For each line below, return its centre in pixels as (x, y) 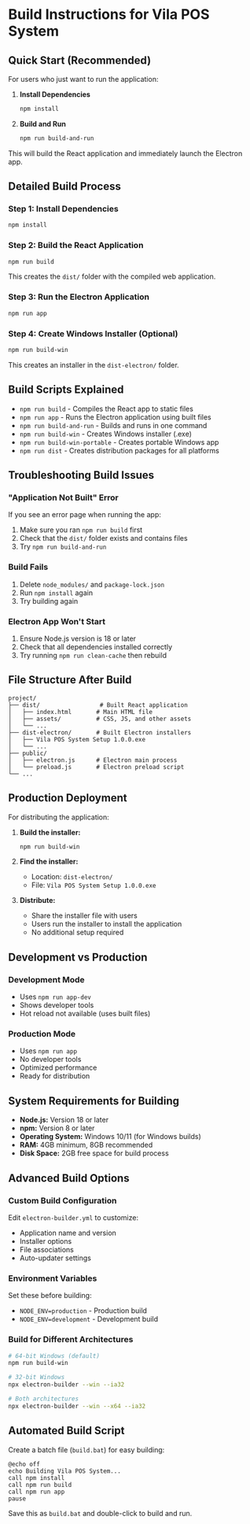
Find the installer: (49, 862)
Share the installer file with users (84, 916)
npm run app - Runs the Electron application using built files (115, 417)
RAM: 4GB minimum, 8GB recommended (86, 1145)
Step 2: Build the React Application (76, 246)
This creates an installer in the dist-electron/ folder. (94, 364)
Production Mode (42, 1034)
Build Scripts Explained (66, 390)
